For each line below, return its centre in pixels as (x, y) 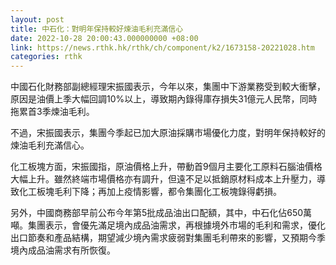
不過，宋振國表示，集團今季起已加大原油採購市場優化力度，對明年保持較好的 (168, 133)
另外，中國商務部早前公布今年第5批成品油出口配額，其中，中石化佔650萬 (161, 213)
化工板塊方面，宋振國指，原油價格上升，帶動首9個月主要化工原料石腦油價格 (166, 167)
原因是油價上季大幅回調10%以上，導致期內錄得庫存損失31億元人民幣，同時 (164, 99)
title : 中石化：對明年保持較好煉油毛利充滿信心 (97, 29)
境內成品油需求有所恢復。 (63, 250)
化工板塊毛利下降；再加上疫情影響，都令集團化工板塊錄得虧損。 (150, 192)
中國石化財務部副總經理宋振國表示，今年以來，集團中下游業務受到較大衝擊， (168, 87)
